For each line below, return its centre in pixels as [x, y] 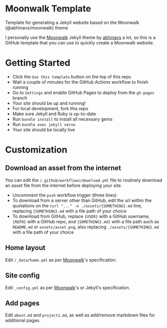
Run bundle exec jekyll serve [44, 124]
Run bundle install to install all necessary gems [63, 119]
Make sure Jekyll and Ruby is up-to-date [54, 114]
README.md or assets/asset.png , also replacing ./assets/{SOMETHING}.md [86, 227]
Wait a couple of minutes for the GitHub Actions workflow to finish [80, 82]
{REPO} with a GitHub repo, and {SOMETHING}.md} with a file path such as [86, 221]
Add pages [22, 303]
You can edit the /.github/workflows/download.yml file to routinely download [84, 180]
